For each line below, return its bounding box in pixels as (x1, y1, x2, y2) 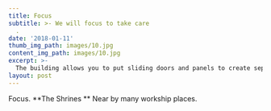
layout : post (8, 72, 52, 80)
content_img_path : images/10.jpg (8, 49, 121, 57)
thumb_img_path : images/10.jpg (8, 42, 114, 50)
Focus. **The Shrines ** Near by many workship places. (8, 93, 198, 103)
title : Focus (8, 11, 52, 20)
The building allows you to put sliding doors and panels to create (15, 64, 251, 72)
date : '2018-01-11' (8, 34, 74, 43)
